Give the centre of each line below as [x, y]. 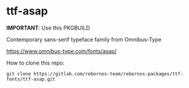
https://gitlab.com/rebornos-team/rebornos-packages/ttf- [108, 74]
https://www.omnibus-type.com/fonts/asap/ [62, 51]
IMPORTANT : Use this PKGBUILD [48, 28]
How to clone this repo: [36, 63]
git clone [19, 74]
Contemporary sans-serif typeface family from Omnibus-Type [84, 39]
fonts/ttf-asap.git [31, 79]
